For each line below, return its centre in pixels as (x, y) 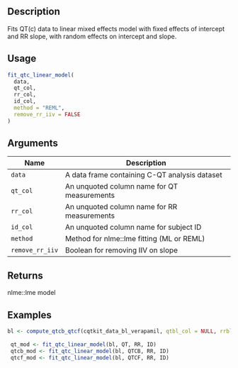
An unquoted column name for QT (121, 186)
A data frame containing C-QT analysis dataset (143, 175)
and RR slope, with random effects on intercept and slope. (92, 36)
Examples (29, 315)
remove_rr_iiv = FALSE (47, 114)
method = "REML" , (39, 108)
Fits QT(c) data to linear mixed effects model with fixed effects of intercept (116, 28)
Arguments (33, 144)
